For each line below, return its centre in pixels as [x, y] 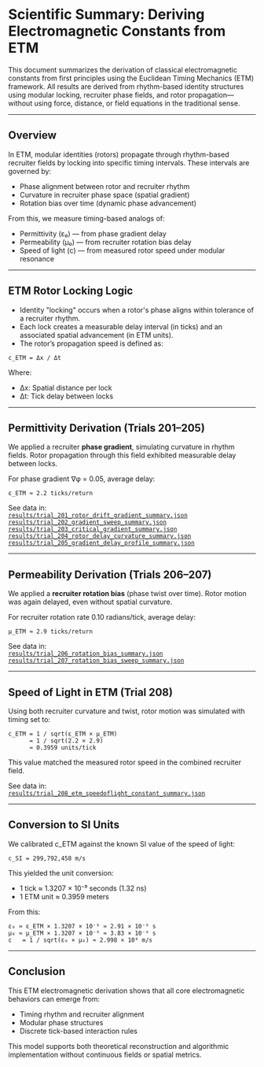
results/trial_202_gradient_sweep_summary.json [88, 522]
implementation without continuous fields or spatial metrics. [105, 1054]
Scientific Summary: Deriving [106, 15]
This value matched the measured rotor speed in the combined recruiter [125, 762]
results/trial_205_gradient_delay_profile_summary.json [101, 543]
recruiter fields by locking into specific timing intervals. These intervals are [129, 162]
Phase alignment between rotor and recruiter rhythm [104, 186]
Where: [20, 372]
